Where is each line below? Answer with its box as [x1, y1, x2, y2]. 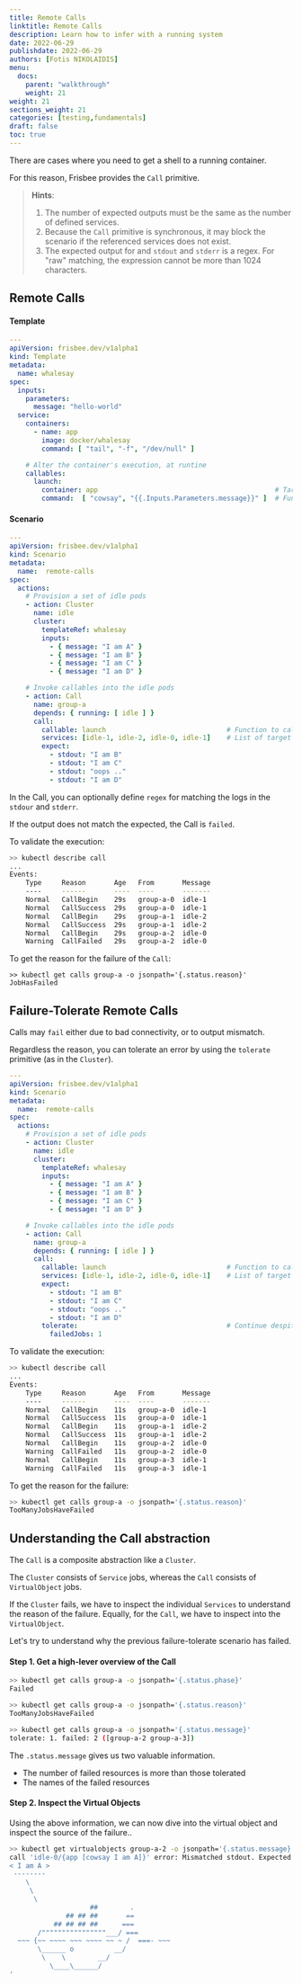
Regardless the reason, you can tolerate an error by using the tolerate [9, 1044, 271, 1055]
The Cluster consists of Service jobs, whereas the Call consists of [9, 1572, 257, 1583]
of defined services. [44, 217, 120, 228]
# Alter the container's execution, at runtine [25, 460, 207, 469]
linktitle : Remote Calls [9, 22, 102, 31]
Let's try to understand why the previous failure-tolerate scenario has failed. [9, 1636, 292, 1647]
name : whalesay [17, 369, 75, 378]
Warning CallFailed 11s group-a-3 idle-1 [25, 1463, 207, 1473]
